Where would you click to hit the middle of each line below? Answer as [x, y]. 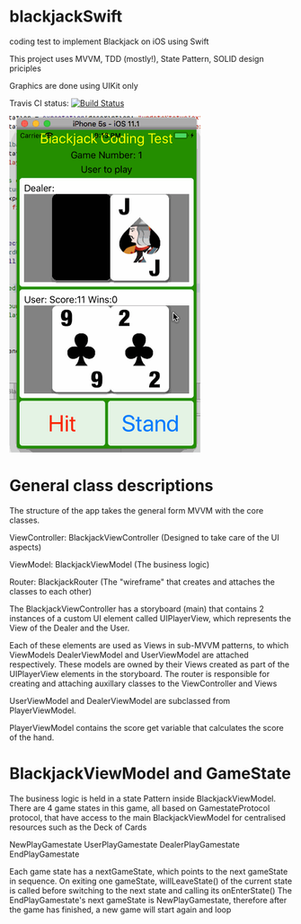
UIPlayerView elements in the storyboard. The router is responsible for [140, 673]
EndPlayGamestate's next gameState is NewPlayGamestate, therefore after [148, 900]
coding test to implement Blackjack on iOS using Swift [109, 41]
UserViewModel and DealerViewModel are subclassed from [120, 700]
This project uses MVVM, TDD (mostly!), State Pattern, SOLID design [137, 58]
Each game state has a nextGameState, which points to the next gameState [149, 871]
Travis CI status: [39, 103]
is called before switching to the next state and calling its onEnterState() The [150, 890]
